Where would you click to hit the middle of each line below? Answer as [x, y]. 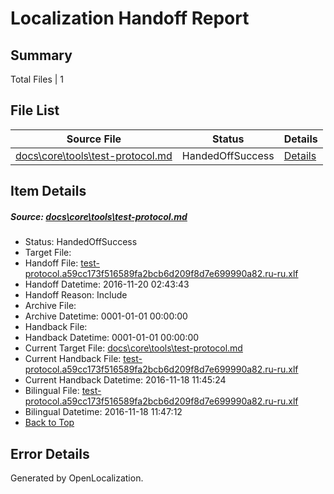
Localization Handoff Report [130, 18]
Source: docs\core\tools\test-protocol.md [99, 216]
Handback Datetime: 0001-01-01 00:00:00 [112, 338]
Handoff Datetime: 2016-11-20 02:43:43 [107, 284]
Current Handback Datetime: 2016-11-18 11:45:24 [125, 380]
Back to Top [49, 423]
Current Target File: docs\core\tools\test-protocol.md [133, 348]
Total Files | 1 [37, 79]
